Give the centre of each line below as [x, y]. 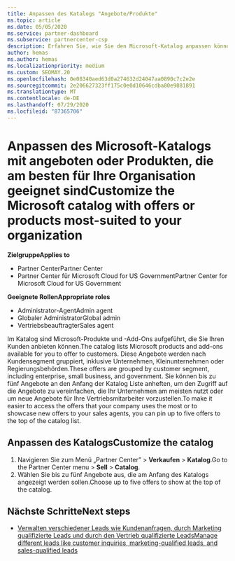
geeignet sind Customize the [91, 191]
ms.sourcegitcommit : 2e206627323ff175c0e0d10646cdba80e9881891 [101, 85]
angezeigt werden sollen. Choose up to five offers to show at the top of [119, 482]
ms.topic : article [34, 20]
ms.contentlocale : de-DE [43, 99]
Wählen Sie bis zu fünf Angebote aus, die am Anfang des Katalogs [113, 474]
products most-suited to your [94, 220]
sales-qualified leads [48, 550]
